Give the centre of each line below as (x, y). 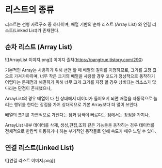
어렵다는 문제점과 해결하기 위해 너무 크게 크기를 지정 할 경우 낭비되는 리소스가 (78, 82)
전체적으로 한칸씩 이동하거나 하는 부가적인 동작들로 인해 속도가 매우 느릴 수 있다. (81, 131)
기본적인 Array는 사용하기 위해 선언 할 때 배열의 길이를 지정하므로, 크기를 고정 (78, 70)
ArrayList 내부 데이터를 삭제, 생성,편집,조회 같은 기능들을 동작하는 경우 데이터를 (80, 125)
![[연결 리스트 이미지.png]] (30, 160)
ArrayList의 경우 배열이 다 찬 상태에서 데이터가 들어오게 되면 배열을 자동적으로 (79, 98)
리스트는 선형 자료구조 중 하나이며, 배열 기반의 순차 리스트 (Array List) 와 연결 (78, 24)
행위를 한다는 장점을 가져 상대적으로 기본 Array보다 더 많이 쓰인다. (76, 104)
